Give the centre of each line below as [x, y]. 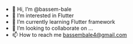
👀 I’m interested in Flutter [43, 15]
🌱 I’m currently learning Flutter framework [64, 22]
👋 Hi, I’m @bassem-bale [42, 9]
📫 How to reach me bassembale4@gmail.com [69, 35]
